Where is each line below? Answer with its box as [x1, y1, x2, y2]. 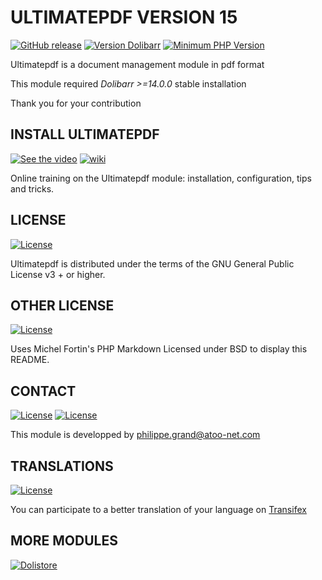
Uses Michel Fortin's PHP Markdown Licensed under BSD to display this [10, 343, 308, 355]
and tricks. [10, 182, 55, 195]
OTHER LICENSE [10, 297, 115, 314]
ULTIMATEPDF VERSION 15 [10, 6, 238, 29]
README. [10, 354, 50, 366]
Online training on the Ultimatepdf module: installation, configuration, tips [10, 172, 312, 184]
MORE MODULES [10, 532, 118, 550]
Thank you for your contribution [10, 97, 142, 109]
